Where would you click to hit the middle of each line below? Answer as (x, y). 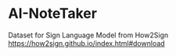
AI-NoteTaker (53, 14)
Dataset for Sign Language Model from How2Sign (88, 35)
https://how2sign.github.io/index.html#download (87, 43)
